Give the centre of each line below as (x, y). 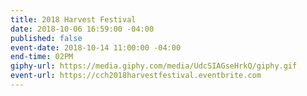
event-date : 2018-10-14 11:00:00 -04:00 (96, 47)
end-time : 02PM (42, 57)
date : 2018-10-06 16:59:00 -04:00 (82, 29)
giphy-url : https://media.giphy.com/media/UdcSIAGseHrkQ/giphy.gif (154, 66)
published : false (46, 38)
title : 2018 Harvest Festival (73, 19)
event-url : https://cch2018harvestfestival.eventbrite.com (136, 76)
